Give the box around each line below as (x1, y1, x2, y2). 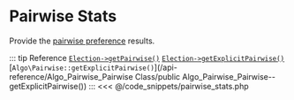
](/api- (154, 62, 178, 73)
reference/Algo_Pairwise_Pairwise (9, 71, 134, 81)
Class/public (135, 71, 181, 81)
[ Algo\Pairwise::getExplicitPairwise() (9, 62, 155, 73)
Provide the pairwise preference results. (9, 35, 155, 46)
